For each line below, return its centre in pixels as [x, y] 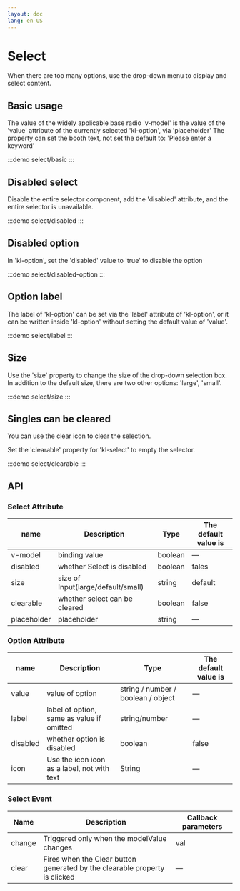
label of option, [71, 710]
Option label [35, 297]
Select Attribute [35, 507]
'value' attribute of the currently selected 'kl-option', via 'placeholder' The [116, 131]
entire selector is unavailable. [51, 207]
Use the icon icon [76, 760]
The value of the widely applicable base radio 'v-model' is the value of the [117, 123]
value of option [72, 694]
